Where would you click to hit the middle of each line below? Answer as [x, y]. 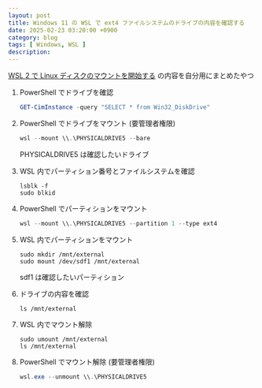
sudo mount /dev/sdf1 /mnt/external [79, 261]
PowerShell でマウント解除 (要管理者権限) [87, 362]
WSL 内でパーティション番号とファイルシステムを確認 [107, 171]
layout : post [30, 15]
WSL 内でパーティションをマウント [76, 239]
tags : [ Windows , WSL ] [47, 45]
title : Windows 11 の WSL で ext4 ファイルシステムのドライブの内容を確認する [127, 23]
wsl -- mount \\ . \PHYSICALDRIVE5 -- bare [85, 138]
